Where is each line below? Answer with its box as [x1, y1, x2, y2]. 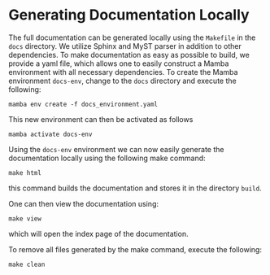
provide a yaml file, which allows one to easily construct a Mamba [8, 59, 229, 68]
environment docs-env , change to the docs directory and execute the [8, 76, 237, 85]
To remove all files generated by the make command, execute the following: [8, 244, 263, 254]
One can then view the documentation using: [8, 199, 159, 208]
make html [8, 168, 42, 177]
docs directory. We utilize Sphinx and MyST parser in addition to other [8, 41, 242, 50]
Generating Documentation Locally [8, 6, 250, 24]
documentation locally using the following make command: [8, 153, 206, 163]
